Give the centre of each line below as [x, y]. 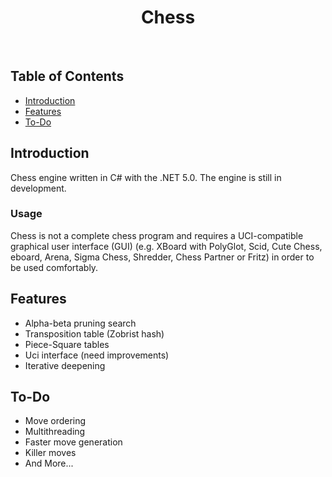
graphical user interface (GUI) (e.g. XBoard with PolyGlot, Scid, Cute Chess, [166, 246]
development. [38, 188]
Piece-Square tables [67, 344]
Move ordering [55, 421]
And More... [49, 463]
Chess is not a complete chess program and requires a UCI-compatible [157, 235]
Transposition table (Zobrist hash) [94, 333]
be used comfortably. [54, 267]
